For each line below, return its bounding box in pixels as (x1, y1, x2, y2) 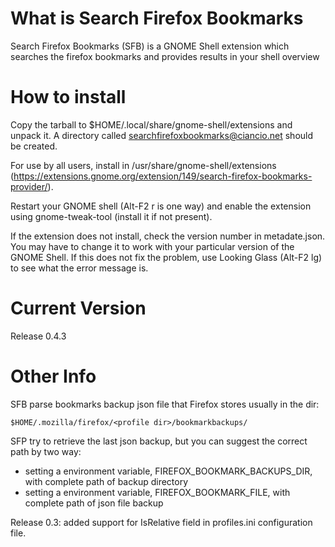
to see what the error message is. (10, 262, 149, 274)
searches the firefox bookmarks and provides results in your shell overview (10, 50, 320, 62)
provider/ (10, 180, 48, 192)
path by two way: (10, 445, 82, 457)
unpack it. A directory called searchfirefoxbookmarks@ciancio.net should (10, 129, 314, 141)
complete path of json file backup (24, 497, 164, 509)
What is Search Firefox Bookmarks (10, 7, 304, 30)
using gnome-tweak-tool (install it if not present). (10, 210, 213, 222)
